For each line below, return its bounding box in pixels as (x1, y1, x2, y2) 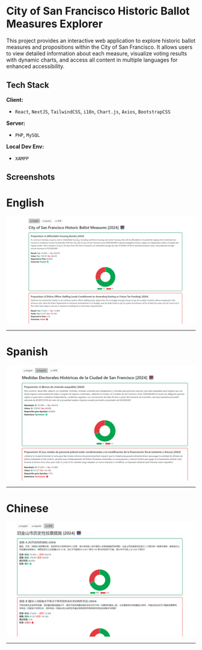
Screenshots (6, 172, 55, 182)
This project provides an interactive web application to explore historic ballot (6, 37, 196, 44)
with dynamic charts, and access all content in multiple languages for (6, 56, 178, 63)
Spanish (6, 345, 48, 358)
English (6, 196, 44, 210)
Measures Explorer (6, 17, 103, 31)
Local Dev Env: (6, 143, 44, 150)
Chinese (6, 502, 49, 515)
